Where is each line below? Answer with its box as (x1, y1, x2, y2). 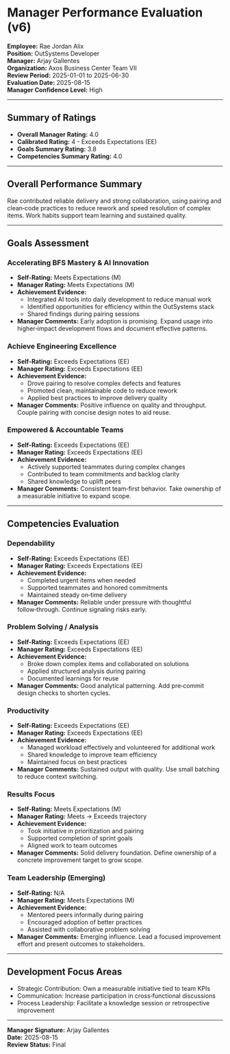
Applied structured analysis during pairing (27, 667, 146, 675)
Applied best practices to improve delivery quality (27, 393, 168, 402)
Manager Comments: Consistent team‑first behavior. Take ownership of (16, 485, 221, 493)
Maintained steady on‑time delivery (27, 591, 127, 599)
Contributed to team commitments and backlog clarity (27, 469, 180, 478)
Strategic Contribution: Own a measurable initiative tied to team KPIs (16, 984, 211, 992)
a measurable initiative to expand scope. (16, 491, 131, 500)
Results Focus (7, 789, 55, 799)
